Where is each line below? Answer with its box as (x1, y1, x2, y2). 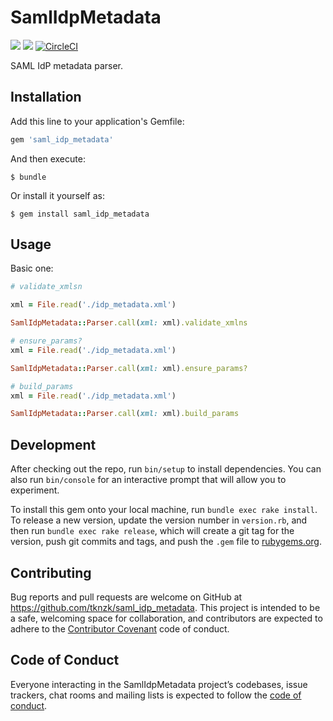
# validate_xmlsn (10, 282, 83, 292)
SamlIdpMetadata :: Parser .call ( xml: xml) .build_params (10, 409, 240, 419)
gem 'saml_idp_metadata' (10, 134, 114, 145)
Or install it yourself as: (10, 189, 105, 201)
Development (10, 436, 97, 453)
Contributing (10, 564, 92, 581)
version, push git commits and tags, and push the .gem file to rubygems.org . (10, 536, 323, 548)
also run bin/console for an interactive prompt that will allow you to (10, 474, 287, 486)
